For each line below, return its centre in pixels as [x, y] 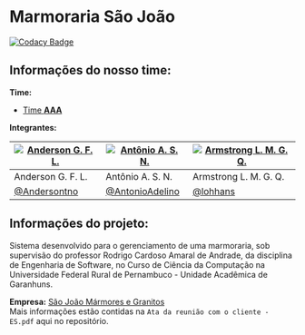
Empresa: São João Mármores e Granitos [87, 301]
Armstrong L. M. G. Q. [238, 176]
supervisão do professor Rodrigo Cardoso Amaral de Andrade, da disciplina [151, 255]
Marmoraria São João [92, 17]
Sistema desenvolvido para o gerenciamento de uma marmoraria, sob [140, 245]
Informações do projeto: [79, 224]
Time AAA [42, 110]
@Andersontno [46, 191]
